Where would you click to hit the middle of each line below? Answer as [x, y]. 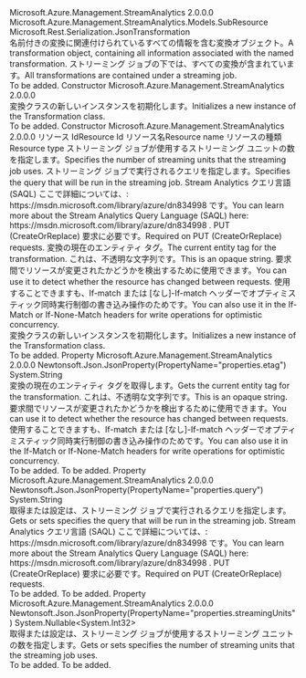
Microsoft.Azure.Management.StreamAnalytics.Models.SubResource [139, 22]
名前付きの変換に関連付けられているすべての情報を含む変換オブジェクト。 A [152, 42]
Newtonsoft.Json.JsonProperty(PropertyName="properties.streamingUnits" [153, 613]
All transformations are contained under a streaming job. [131, 75]
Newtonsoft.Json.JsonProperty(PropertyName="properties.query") [137, 490]
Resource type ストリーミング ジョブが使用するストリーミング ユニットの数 [152, 148]
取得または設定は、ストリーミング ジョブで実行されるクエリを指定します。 [150, 510]
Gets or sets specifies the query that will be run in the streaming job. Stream [153, 521]
